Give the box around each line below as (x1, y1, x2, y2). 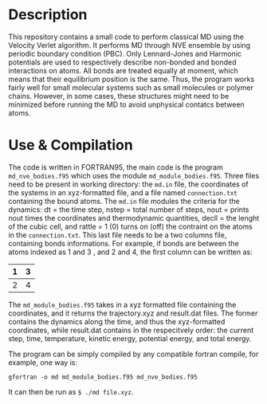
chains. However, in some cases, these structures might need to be (8, 91, 230, 100)
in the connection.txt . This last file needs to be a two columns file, (8, 229, 227, 240)
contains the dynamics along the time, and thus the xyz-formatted (8, 316, 226, 326)
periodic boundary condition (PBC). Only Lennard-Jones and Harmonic (8, 49, 241, 58)
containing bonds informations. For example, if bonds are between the (8, 238, 239, 248)
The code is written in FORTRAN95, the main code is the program (8, 162, 223, 172)
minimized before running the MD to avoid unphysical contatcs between (8, 100, 245, 109)
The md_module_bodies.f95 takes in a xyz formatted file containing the (8, 300, 237, 309)
